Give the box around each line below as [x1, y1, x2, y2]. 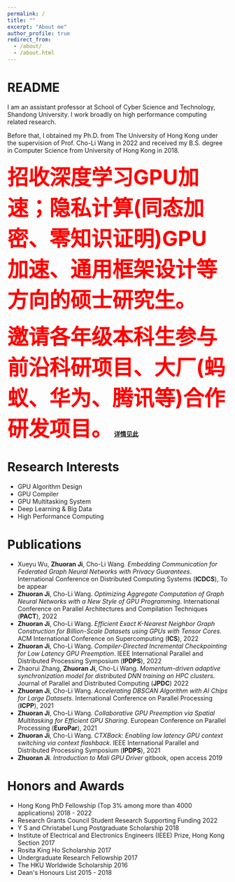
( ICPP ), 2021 [17, 701, 55, 710]
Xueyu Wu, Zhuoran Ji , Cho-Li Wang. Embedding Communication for [17, 559, 218, 568]
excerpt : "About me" [7, 23, 68, 30]
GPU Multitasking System [17, 497, 91, 506]
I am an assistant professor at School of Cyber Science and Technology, [7, 102, 215, 111]
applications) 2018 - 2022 [17, 808, 92, 817]
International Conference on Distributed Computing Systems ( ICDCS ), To [17, 574, 228, 583]
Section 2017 [17, 839, 55, 847]
